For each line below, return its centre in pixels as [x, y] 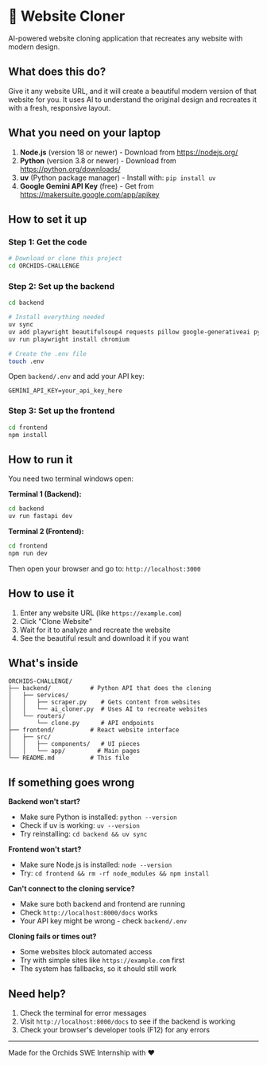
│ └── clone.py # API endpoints [81, 724]
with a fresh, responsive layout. [60, 107]
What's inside [43, 663]
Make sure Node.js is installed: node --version [96, 865]
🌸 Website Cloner [67, 16]
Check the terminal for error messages [83, 1013]
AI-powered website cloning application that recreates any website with [126, 38]
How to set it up [48, 219]
